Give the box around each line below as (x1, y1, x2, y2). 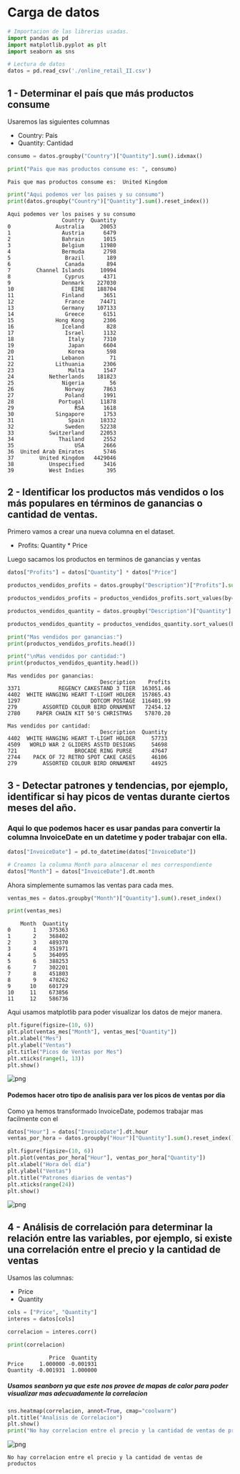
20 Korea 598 (7, 348, 116, 355)
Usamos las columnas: (7, 1273, 74, 1283)
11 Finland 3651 (7, 292, 116, 299)
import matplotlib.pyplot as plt (7, 41, 107, 49)
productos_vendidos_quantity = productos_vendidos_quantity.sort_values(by (7, 620, 238, 627)
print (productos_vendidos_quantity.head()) (7, 659, 139, 667)
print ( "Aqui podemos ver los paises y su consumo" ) (7, 191, 164, 198)
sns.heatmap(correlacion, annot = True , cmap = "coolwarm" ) (7, 1407, 177, 1415)
